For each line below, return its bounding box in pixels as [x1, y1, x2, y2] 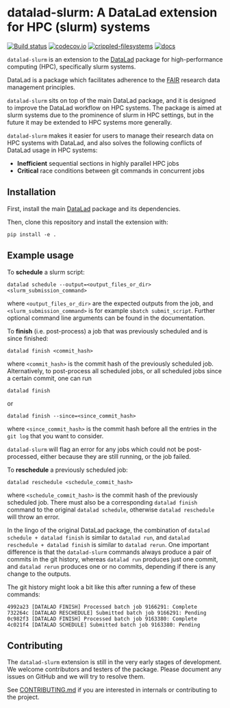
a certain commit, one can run [7, 374, 92, 382]
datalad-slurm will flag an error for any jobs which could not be [7, 445, 186, 453]
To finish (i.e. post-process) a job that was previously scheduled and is [7, 327, 208, 335]
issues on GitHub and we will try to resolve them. [7, 672, 145, 681]
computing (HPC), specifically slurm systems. [7, 62, 136, 71]
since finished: [7, 334, 49, 342]
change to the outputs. [7, 570, 71, 578]
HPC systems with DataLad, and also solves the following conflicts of [7, 138, 203, 147]
